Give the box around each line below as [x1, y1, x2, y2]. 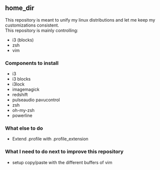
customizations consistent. [5, 22, 60, 28]
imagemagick [12, 86, 40, 92]
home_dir [5, 4, 35, 12]
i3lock [12, 81, 25, 87]
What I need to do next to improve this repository [5, 148, 124, 155]
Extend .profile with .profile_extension [12, 136, 89, 142]
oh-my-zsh [12, 108, 35, 113]
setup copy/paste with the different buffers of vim [12, 159, 113, 165]
